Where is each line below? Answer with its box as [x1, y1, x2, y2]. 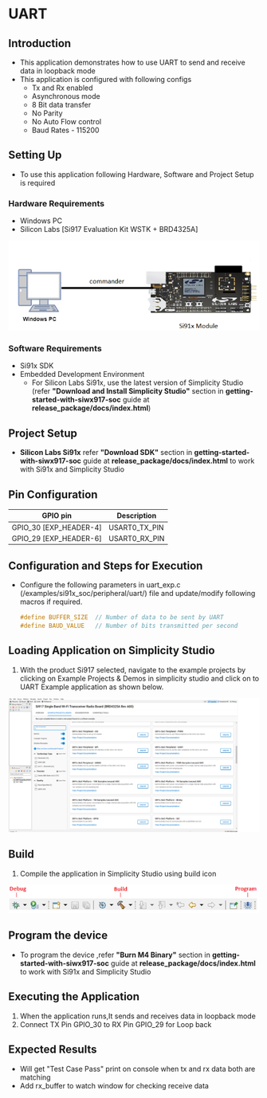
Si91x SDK [19, 361, 54, 371]
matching [19, 1073, 51, 1082]
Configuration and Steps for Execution [8, 559, 203, 572]
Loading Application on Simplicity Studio [8, 644, 215, 657]
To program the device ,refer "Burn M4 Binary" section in [19, 950, 211, 959]
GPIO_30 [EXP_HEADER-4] [11, 523, 102, 532]
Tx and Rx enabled [31, 83, 93, 92]
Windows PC [19, 216, 62, 225]
